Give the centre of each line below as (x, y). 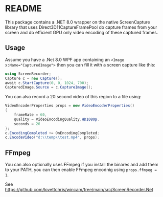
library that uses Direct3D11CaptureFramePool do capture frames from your (81, 27)
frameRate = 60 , (31, 115)
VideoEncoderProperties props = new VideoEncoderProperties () (70, 106)
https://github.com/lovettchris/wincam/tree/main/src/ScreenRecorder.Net (79, 190)
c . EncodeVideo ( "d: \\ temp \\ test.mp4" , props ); (52, 137)
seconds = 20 (27, 124)
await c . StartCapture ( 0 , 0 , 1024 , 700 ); (47, 83)
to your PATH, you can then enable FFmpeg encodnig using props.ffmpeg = (81, 170)
